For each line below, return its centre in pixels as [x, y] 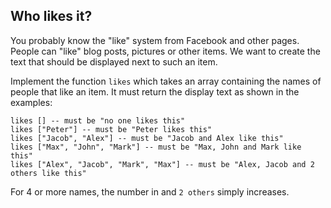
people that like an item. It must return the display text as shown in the [155, 91]
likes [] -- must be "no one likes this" [98, 120]
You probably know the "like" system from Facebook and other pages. [155, 40]
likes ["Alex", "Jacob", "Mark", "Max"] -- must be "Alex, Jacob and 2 [162, 164]
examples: [31, 102]
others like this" [48, 173]
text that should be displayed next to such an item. [114, 61]
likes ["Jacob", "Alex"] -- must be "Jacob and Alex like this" [147, 138]
